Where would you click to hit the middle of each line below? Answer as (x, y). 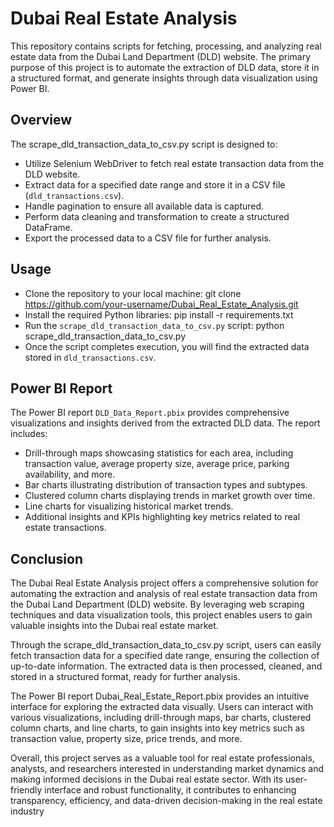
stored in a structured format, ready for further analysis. (125, 677)
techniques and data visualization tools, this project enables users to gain (161, 615)
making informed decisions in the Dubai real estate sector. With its (147, 779)
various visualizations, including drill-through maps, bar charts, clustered (161, 718)
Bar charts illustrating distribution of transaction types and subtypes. (166, 485)
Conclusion (47, 558)
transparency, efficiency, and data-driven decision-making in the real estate (166, 801)
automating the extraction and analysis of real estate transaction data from (164, 594)
